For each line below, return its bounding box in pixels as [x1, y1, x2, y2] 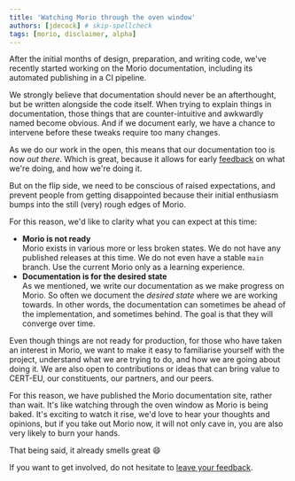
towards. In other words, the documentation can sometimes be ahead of [21, 299, 286, 310]
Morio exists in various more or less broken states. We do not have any [21, 243, 282, 253]
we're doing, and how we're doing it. [9, 163, 143, 174]
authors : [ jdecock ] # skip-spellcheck [9, 21, 152, 30]
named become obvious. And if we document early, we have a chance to [9, 118, 276, 128]
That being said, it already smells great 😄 [9, 445, 161, 456]
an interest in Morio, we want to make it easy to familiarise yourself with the [9, 345, 285, 355]
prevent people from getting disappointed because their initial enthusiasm [9, 190, 279, 200]
